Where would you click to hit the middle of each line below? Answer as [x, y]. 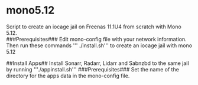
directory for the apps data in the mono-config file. [68, 76]
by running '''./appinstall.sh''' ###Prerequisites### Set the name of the [92, 69]
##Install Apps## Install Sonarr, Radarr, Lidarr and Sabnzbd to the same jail [98, 63]
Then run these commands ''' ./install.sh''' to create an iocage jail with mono [99, 45]
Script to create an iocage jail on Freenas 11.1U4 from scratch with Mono [94, 27]
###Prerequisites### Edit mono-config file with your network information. [97, 39]
